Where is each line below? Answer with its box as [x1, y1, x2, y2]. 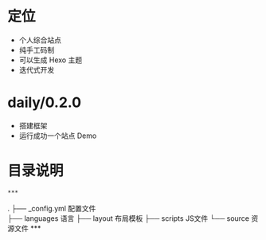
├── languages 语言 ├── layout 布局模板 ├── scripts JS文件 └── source [7, 213, 250, 223]
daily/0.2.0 [7, 93, 81, 112]
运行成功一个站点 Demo [18, 131, 97, 140]
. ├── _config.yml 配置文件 [7, 203, 96, 213]
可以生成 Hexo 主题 [18, 55, 83, 65]
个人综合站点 [18, 35, 61, 45]
